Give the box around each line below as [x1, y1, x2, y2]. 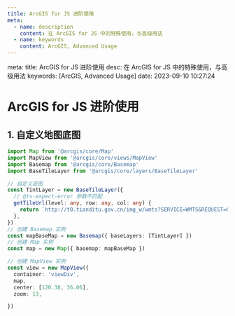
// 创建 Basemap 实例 [7, 226, 66, 233]
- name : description [13, 23, 73, 30]
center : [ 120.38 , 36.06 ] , [13, 284, 90, 291]
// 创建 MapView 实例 [7, 258, 66, 265]
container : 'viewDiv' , [13, 270, 80, 277]
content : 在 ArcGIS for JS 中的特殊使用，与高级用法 [20, 29, 163, 37]
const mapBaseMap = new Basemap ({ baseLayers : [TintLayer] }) [7, 232, 192, 239]
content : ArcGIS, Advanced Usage [20, 43, 117, 50]
